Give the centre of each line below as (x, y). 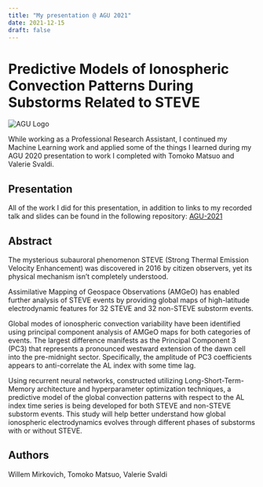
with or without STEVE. (45, 430)
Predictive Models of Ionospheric (119, 69)
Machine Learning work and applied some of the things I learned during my (130, 148)
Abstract (30, 241)
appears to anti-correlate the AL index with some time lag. (102, 365)
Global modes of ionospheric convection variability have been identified (124, 324)
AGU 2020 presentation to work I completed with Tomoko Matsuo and (121, 156)
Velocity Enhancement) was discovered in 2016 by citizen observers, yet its (130, 268)
